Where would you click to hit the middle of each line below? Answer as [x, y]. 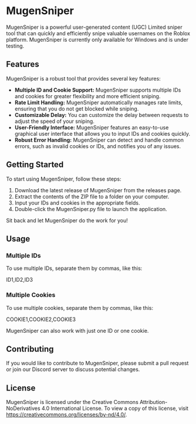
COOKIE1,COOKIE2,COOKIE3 [41, 319]
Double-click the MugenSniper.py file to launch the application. [91, 209]
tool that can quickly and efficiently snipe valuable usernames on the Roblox [98, 33]
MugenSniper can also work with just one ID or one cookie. [77, 330]
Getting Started [35, 165]
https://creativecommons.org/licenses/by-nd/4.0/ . [67, 415]
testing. [15, 46]
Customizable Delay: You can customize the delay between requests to [102, 115]
